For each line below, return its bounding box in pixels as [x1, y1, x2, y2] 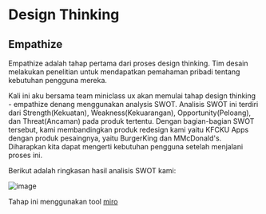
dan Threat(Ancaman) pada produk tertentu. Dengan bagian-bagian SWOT [8, 117, 255, 125]
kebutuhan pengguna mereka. [8, 76, 108, 85]
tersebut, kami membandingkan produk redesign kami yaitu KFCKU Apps [8, 125, 249, 134]
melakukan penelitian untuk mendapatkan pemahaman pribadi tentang [8, 67, 240, 77]
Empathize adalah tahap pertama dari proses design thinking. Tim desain [8, 58, 248, 68]
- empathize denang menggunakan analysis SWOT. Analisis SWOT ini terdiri [8, 100, 259, 109]
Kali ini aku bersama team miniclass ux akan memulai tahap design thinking [8, 91, 256, 101]
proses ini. [8, 150, 42, 160]
